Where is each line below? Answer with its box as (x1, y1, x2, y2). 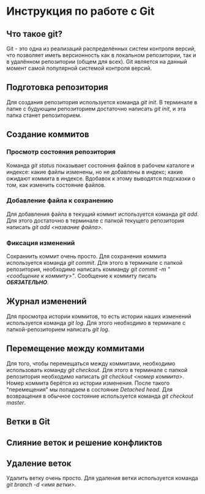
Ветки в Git (6, 417, 50, 427)
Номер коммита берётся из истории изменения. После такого (6, 379, 170, 387)
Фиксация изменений (6, 238, 75, 247)
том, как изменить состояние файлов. (6, 181, 106, 188)
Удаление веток (6, 458, 72, 468)
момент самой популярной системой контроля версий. (6, 64, 152, 72)
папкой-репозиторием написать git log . (6, 325, 110, 333)
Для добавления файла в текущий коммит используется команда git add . (6, 210, 199, 218)
